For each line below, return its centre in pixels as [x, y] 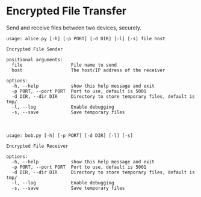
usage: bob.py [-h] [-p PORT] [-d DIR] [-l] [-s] [70, 135]
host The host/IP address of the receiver [88, 70]
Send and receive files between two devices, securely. [74, 28]
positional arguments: [35, 59]
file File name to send [64, 65]
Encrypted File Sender [35, 49]
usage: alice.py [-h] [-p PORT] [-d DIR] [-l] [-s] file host [86, 38]
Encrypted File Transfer [66, 11]
